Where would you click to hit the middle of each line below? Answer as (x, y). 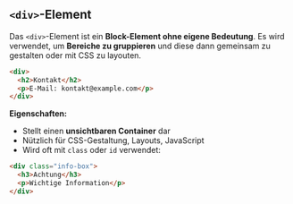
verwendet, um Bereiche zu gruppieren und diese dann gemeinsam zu (140, 46)
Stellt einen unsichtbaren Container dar (96, 131)
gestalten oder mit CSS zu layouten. (75, 55)
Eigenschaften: (38, 114)
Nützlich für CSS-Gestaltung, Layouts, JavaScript (113, 140)
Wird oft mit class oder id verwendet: (91, 150)
